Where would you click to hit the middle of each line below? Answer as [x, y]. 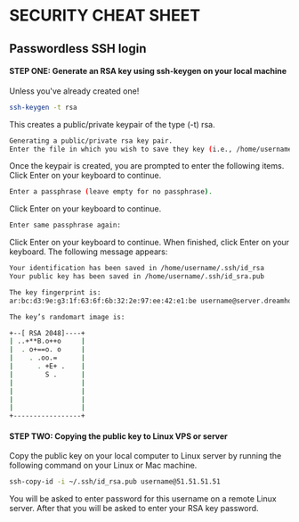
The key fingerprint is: [55, 292]
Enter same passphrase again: [65, 225]
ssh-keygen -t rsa [43, 107]
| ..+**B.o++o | [48, 341]
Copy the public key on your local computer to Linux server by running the [145, 456]
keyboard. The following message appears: [89, 252]
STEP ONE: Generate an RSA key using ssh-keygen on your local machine [148, 71]
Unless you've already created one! [74, 91]
